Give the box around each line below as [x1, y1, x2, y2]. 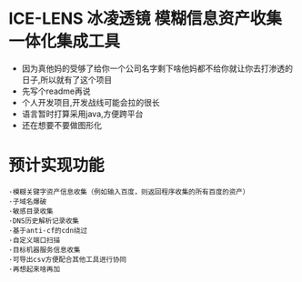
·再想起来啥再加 [8, 265, 61, 274]
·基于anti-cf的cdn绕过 [8, 226, 88, 235]
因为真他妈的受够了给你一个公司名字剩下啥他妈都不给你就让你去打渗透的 [21, 63, 293, 74]
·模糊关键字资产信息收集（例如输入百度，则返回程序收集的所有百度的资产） [8, 187, 250, 196]
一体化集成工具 [8, 31, 121, 52]
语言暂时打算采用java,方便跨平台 [21, 108, 144, 119]
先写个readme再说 [21, 86, 91, 96]
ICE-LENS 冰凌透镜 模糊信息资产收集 [8, 8, 283, 29]
